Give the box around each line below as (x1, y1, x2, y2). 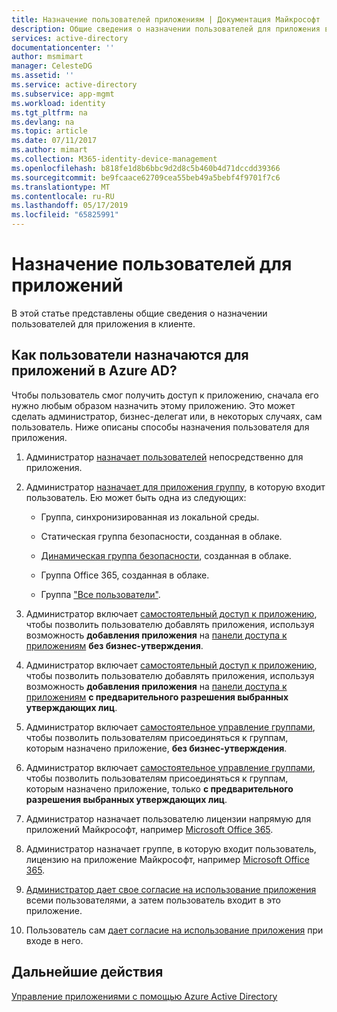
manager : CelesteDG (11, 61, 93, 71)
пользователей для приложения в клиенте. (11, 317, 196, 330)
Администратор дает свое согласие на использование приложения (25, 883, 317, 895)
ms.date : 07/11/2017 (11, 136, 98, 146)
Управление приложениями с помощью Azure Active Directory (11, 990, 278, 1002)
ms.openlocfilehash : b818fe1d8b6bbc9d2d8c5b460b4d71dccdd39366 (11, 163, 281, 173)
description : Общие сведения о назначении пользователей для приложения (11, 24, 321, 34)
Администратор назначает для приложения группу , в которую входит (25, 481, 326, 493)
